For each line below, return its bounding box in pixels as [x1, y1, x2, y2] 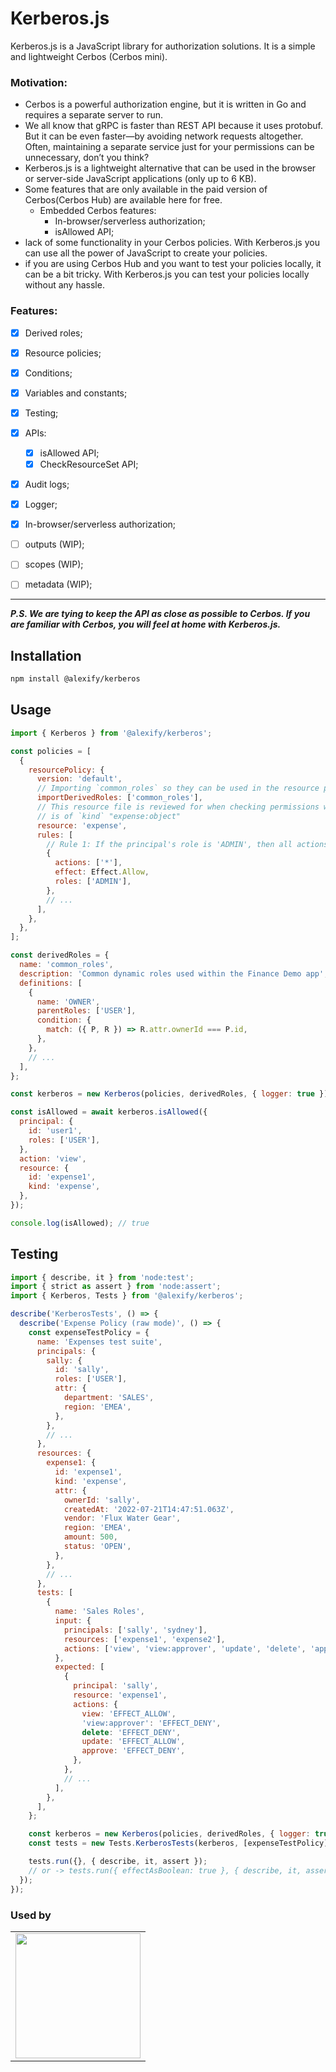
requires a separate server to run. [24, 109, 163, 121]
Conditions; [24, 367, 73, 379]
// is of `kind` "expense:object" [36, 811, 182, 821]
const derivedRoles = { [10, 950, 110, 961]
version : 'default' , [36, 774, 123, 784]
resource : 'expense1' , [73, 1690, 168, 1701]
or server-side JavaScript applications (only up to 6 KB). [24, 173, 257, 185]
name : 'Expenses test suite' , [36, 1337, 163, 1347]
